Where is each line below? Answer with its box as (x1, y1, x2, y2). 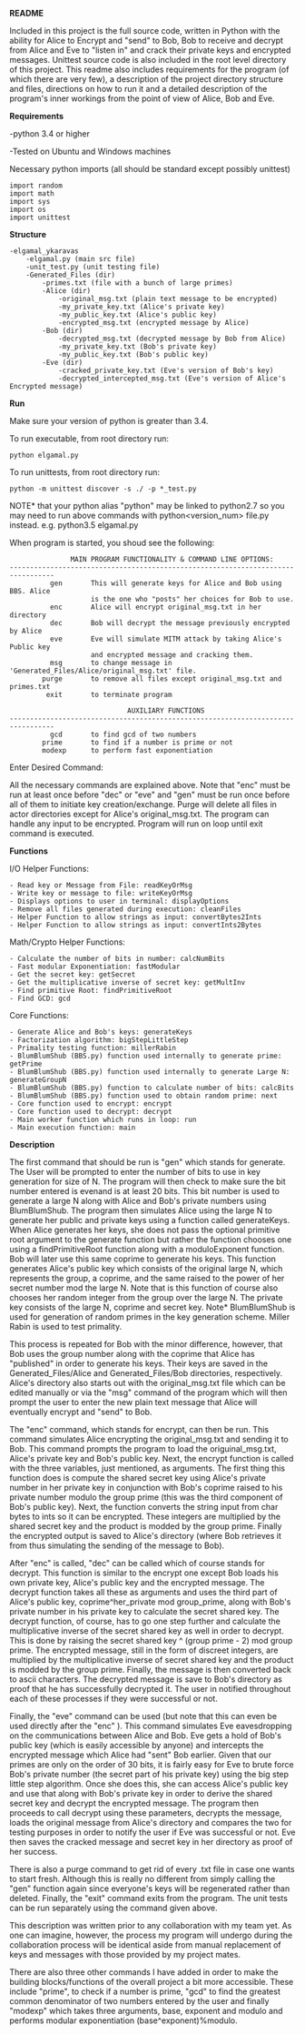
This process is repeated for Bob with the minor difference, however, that (9, 1339, 283, 1350)
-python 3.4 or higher (9, 128, 91, 139)
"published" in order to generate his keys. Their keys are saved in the (9, 1358, 269, 1369)
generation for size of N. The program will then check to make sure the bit (9, 1176, 286, 1187)
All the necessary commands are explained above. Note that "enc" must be (9, 780, 290, 790)
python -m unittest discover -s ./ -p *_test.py (9, 484, 197, 493)
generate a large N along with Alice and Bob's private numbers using (9, 1196, 267, 1206)
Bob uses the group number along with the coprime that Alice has (9, 1349, 256, 1359)
